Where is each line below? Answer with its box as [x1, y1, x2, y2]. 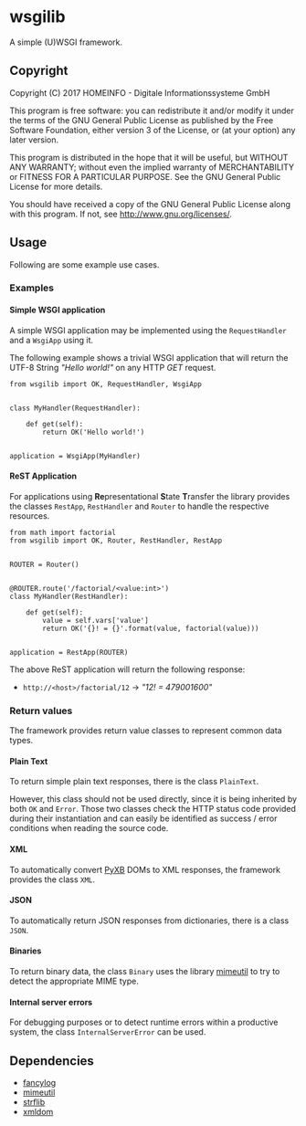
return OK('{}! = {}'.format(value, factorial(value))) [42, 624, 259, 633]
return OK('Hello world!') [42, 427, 145, 437]
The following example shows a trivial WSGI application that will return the [9, 352, 289, 363]
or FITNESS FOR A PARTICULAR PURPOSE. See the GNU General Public [9, 171, 281, 182]
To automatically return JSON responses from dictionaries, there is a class [9, 915, 290, 926]
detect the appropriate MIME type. [9, 975, 139, 986]
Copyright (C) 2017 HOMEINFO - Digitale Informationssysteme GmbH [9, 87, 270, 98]
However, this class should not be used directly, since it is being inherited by [9, 794, 298, 805]
